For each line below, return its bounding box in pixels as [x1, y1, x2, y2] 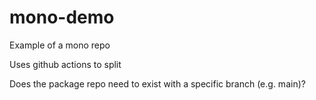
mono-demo [9, 6, 115, 29]
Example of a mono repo [9, 39, 111, 51]
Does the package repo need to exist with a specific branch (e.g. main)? [9, 77, 306, 90]
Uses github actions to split [9, 58, 122, 70]
